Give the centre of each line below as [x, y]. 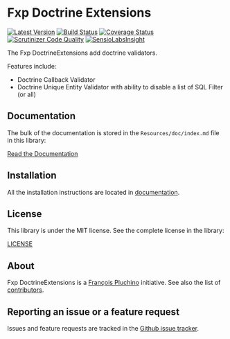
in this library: [27, 140]
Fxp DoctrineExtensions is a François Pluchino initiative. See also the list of [114, 283]
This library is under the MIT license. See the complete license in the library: [116, 231]
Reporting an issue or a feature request [94, 312]
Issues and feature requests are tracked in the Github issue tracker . [103, 328]
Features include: [32, 66]
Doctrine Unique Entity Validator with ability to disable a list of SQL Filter [120, 87]
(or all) [27, 94]
